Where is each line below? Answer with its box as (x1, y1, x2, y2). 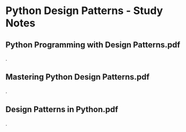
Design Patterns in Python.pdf (5, 105, 119, 114)
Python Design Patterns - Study (5, 4, 163, 18)
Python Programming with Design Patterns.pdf (5, 40, 181, 50)
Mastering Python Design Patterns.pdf (5, 72, 150, 82)
